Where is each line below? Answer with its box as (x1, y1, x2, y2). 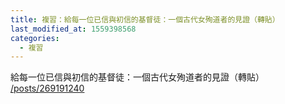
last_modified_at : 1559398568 (10, 24, 137, 34)
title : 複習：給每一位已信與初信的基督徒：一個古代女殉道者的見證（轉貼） (10, 14, 280, 25)
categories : (10, 33, 60, 43)
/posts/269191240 (10, 82, 85, 95)
